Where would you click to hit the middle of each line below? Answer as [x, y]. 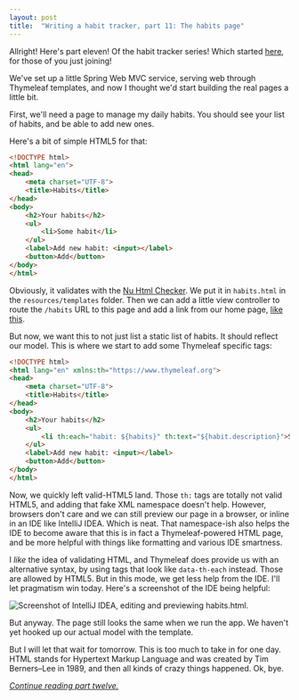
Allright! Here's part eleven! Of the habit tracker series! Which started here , [147, 51]
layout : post [33, 17]
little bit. [24, 97]
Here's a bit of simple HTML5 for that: [78, 141]
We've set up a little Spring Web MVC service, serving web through [133, 78]
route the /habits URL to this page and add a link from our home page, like [146, 309]
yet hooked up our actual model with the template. [101, 632]
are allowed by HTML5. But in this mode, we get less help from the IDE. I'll [145, 578]
